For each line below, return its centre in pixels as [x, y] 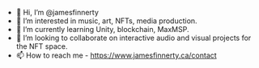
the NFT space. [42, 46]
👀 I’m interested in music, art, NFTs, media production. [106, 21]
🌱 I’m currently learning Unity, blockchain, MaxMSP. [102, 29]
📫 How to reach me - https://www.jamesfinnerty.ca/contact [116, 55]
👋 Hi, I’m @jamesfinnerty [57, 12]
